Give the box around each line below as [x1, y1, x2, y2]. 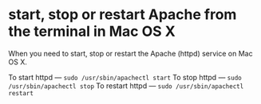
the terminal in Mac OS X [8, 22, 176, 40]
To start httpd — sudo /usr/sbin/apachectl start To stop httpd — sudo [8, 72, 242, 82]
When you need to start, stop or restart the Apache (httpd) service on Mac [8, 48, 253, 58]
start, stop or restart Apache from [8, 6, 237, 24]
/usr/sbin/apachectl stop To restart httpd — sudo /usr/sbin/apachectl [8, 81, 244, 91]
